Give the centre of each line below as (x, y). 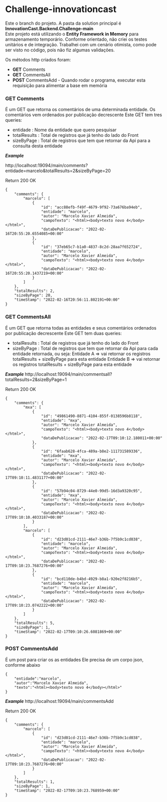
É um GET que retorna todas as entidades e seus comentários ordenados (81, 328)
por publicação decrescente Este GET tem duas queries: (63, 333)
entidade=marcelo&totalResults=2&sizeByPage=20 (58, 171)
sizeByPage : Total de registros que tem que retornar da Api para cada (85, 348)
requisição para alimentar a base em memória (60, 85)
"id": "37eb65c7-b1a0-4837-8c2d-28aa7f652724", (92, 247)
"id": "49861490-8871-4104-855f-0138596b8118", (92, 416)
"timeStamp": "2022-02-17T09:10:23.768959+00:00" (67, 790)
